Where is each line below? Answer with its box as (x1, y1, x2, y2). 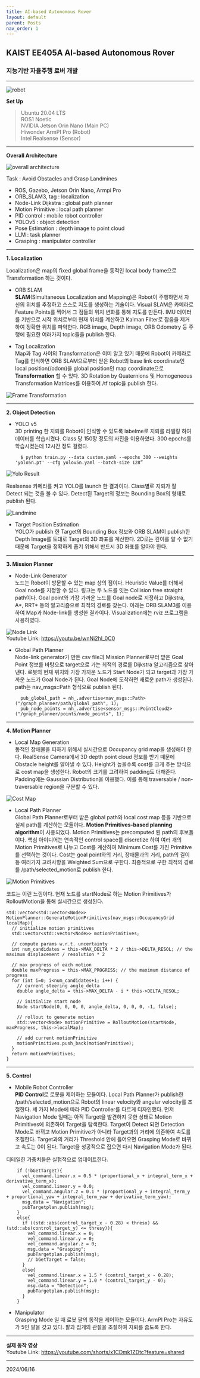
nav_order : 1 (6, 25, 39, 32)
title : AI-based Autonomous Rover (6, 8, 92, 15)
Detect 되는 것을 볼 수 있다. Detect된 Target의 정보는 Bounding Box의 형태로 (6, 489, 186, 497)
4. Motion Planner (6, 727, 52, 734)
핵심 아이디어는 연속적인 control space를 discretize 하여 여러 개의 (27, 836, 182, 843)
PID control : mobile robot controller (14, 212, 103, 219)
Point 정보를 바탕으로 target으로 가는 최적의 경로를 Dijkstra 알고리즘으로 (14, 661, 183, 668)
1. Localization (6, 255, 43, 262)
